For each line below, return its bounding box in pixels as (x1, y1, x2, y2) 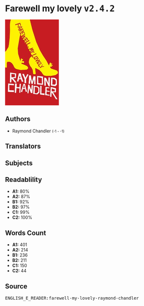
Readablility (5, 175, 42, 184)
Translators (5, 142, 41, 151)
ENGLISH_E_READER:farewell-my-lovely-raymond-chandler (5, 295, 139, 301)
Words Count (5, 229, 46, 237)
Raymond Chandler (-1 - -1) (12, 128, 65, 134)
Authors (5, 115, 31, 123)
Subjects (5, 159, 33, 167)
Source (5, 282, 28, 290)
